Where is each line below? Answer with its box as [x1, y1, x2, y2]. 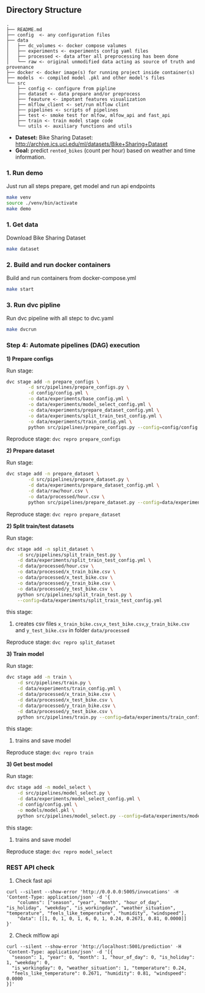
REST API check [6, 863, 55, 872]
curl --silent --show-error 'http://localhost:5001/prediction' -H [6, 943, 182, 950]
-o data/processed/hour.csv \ [28, 493, 105, 500]
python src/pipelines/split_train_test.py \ [17, 591, 132, 598]
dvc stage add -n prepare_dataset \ [6, 471, 99, 477]
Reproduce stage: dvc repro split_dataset [6, 638, 116, 646]
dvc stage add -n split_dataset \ [6, 546, 95, 552]
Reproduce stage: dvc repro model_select [6, 848, 113, 855]
